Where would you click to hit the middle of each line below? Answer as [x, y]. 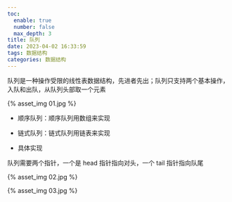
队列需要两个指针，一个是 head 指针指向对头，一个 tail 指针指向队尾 [105, 163]
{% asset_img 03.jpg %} [43, 190]
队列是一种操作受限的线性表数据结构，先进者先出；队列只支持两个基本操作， [118, 80]
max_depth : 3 [33, 33]
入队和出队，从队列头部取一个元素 [57, 89]
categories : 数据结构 [37, 60]
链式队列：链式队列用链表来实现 [64, 133]
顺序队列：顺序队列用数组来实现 [64, 118]
